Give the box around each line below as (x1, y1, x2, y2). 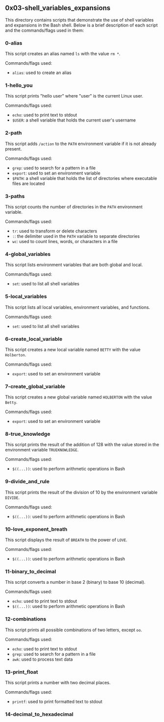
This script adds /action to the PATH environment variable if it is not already (5, 141, 157, 147)
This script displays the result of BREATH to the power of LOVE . (5, 537, 128, 543)
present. (5, 146, 22, 151)
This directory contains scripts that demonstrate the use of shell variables (5, 17, 154, 23)
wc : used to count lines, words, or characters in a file (12, 239, 118, 244)
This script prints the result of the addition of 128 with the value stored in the (5, 442, 160, 448)
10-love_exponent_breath (5, 525, 68, 532)
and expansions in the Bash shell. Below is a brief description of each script (5, 22, 158, 28)
